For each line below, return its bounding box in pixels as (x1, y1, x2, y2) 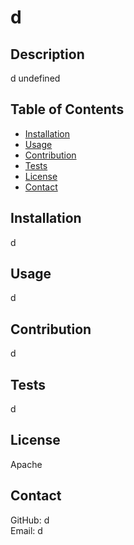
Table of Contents (10, 101, 125, 118)
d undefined (10, 72, 61, 84)
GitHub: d (10, 514, 50, 526)
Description (10, 46, 85, 63)
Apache (10, 458, 43, 470)
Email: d (10, 524, 43, 536)
